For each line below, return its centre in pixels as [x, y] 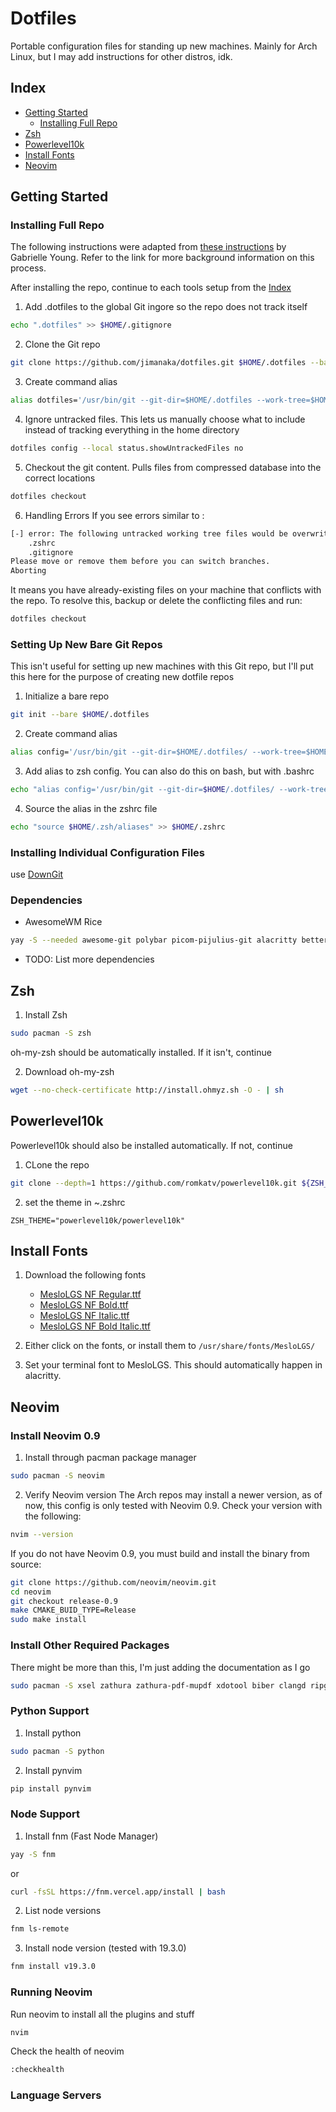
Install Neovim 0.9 [55, 1435]
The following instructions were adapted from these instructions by [148, 247]
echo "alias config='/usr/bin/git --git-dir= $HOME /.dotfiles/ [142, 790]
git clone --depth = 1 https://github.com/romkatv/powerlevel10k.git [154, 1183]
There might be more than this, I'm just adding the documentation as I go [160, 1667]
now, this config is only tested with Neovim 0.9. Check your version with [173, 1505]
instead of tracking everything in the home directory [132, 430]
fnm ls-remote [40, 1929]
